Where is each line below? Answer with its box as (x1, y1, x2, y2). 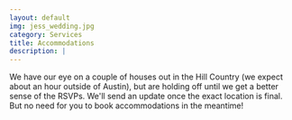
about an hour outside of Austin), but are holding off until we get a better (9, 81, 279, 92)
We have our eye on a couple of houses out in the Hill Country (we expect (9, 71, 284, 82)
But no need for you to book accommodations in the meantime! (9, 100, 244, 111)
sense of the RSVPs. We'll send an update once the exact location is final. (9, 91, 283, 102)
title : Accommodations (9, 38, 95, 48)
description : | (9, 47, 67, 56)
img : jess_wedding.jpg (9, 22, 95, 31)
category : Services (9, 30, 83, 39)
